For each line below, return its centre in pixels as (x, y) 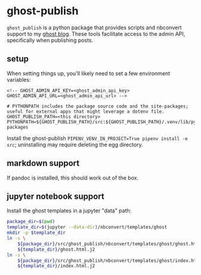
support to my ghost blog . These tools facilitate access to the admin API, (96, 33)
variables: (19, 79)
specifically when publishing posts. (50, 40)
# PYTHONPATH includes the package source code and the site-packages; (98, 106)
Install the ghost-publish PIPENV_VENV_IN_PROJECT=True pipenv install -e (97, 138)
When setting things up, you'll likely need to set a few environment (89, 73)
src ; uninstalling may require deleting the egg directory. (75, 144)
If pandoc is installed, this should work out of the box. (73, 178)
